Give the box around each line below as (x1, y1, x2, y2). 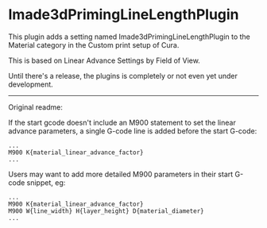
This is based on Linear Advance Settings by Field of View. (8, 56, 200, 65)
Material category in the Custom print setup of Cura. (8, 40, 180, 49)
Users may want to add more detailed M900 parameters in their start (8, 169, 234, 179)
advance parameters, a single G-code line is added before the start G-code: (8, 126, 257, 136)
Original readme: (8, 102, 64, 112)
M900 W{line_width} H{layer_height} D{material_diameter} (8, 207, 204, 215)
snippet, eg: (26, 177, 66, 187)
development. (8, 79, 53, 89)
